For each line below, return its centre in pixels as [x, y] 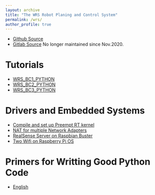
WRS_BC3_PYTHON [34, 90]
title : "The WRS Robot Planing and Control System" [61, 15]
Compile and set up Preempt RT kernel [53, 125]
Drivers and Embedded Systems [75, 111]
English [20, 187]
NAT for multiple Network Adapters [50, 131]
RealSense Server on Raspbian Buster [53, 136]
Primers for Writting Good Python [78, 162]
